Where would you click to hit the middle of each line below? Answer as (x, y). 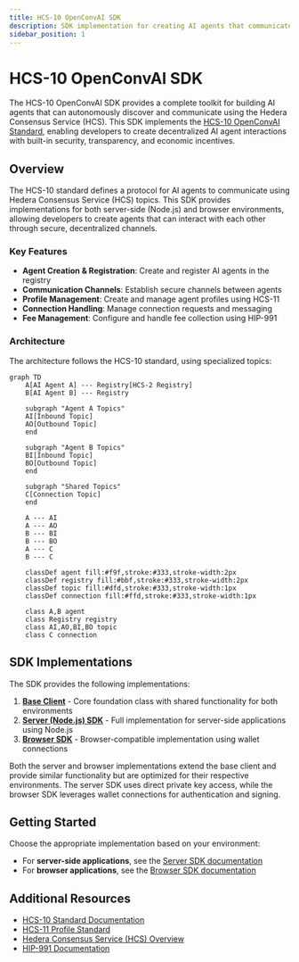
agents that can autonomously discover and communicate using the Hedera (148, 112)
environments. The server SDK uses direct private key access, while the (141, 784)
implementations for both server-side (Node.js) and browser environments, (147, 210)
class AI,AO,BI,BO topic (71, 627)
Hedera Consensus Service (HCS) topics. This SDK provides (120, 200)
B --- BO (41, 541)
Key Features (39, 252)
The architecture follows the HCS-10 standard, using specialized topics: (141, 361)
